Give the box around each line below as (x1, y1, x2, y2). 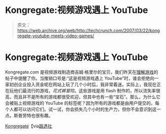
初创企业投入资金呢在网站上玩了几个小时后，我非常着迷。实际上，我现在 (9, 81, 157, 87)
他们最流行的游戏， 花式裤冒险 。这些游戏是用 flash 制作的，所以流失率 (13, 87, 156, 93)
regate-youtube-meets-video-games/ (17, 33, 94, 39)
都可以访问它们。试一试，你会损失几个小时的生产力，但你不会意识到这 (13, 106, 157, 112)
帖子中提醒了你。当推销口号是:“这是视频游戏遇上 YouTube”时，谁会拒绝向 (5, 75, 155, 81)
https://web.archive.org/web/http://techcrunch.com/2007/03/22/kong (17, 27, 160, 33)
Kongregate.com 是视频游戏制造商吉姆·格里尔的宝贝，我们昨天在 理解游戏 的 (5, 69, 159, 75)
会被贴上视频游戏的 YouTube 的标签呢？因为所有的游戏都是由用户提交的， (5, 100, 156, 106)
